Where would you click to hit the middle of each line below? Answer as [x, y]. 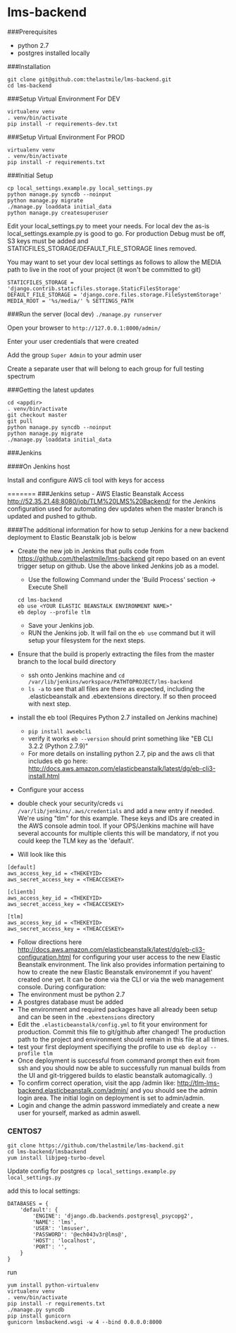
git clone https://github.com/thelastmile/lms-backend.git [96, 1146]
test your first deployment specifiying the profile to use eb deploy [112, 1046]
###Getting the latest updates [51, 390]
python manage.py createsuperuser [58, 213]
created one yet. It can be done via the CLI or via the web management [120, 979]
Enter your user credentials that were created [73, 341]
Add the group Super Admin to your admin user [75, 355]
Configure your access [51, 789]
